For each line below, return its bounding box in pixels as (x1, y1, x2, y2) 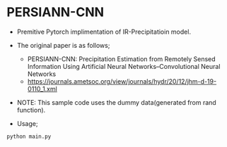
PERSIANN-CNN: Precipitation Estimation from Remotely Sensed (27, 54, 216, 63)
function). (16, 106, 46, 114)
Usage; (16, 119, 38, 127)
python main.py (6, 133, 52, 140)
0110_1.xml (27, 84, 57, 93)
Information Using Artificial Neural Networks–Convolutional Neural (27, 62, 221, 70)
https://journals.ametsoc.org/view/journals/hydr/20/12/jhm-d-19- (27, 77, 217, 85)
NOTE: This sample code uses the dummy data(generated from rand (16, 98, 216, 106)
